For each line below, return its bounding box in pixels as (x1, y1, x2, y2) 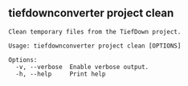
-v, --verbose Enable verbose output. (15, 63, 149, 71)
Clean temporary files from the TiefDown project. (8, 27, 182, 35)
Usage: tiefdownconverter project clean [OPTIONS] (8, 42, 182, 50)
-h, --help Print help (15, 70, 106, 78)
